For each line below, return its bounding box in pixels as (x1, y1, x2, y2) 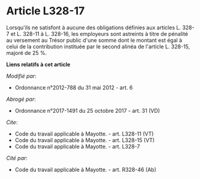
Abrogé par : (6, 95, 36, 103)
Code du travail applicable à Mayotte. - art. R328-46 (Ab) (14, 166, 157, 173)
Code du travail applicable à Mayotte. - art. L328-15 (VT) (14, 136, 155, 144)
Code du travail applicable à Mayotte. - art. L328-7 (14, 143, 140, 150)
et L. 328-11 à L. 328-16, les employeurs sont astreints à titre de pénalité (10, 30, 189, 37)
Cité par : (6, 154, 28, 162)
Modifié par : (6, 72, 37, 79)
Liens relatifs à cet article (6, 61, 71, 68)
